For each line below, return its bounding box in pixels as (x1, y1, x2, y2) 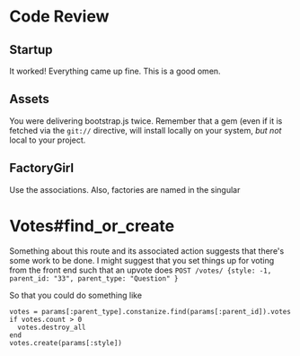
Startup (9, 42, 53, 57)
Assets (9, 91, 49, 107)
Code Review (9, 6, 110, 27)
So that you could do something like (9, 290, 142, 300)
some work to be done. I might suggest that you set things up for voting (9, 255, 275, 265)
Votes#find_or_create (9, 215, 175, 236)
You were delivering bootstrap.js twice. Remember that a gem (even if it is (9, 115, 283, 126)
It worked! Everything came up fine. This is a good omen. (9, 65, 222, 76)
